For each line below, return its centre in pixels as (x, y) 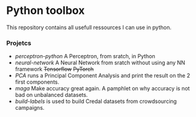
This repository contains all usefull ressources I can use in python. (89, 27)
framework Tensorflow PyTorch (54, 69)
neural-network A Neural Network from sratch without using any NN (100, 63)
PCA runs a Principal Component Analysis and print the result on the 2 (103, 76)
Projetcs (19, 43)
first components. (37, 82)
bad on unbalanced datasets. (51, 95)
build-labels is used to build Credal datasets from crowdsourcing (96, 101)
